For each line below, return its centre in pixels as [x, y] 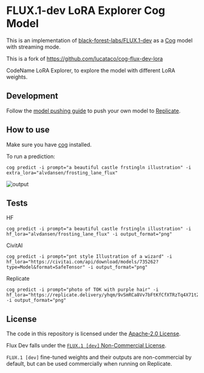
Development [32, 96]
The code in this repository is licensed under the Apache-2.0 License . [93, 334]
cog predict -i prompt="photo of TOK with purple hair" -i [83, 290]
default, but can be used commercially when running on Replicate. [89, 364]
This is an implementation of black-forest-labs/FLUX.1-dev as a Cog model [100, 40]
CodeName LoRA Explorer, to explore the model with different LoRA [91, 70]
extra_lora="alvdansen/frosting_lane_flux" [62, 173]
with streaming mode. [33, 47]
